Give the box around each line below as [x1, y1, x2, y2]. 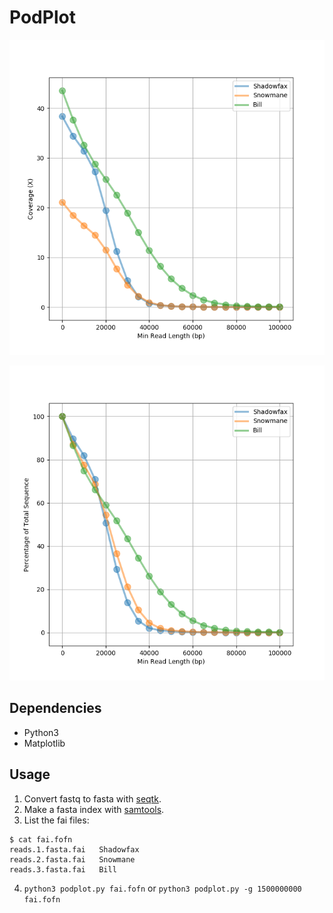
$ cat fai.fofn [9, 834, 73, 845]
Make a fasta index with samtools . [23, 803, 165, 815]
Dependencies [9, 700, 102, 717]
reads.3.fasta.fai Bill [9, 864, 117, 875]
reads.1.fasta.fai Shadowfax [9, 844, 140, 855]
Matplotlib [23, 737, 66, 749]
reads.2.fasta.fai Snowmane [9, 854, 136, 865]
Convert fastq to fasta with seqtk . [23, 792, 162, 805]
